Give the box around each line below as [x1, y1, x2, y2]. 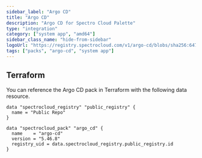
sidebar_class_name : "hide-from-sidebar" [6, 37, 112, 43]
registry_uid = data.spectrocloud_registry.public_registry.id [11, 141, 173, 147]
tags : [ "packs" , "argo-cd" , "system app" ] [6, 48, 114, 54]
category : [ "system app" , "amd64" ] [6, 31, 96, 37]
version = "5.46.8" [11, 136, 61, 142]
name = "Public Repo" [11, 109, 66, 115]
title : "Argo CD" [6, 14, 50, 20]
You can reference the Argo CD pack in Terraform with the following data [6, 86, 188, 93]
